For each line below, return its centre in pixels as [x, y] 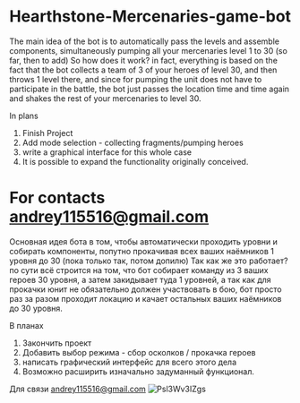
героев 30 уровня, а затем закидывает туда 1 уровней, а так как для [140, 279]
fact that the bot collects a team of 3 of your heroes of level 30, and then [143, 70]
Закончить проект [57, 343]
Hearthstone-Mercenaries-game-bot [150, 17]
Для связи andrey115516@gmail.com [77, 389]
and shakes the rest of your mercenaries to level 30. [105, 98]
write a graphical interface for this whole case [107, 152]
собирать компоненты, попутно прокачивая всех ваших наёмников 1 [142, 251]
